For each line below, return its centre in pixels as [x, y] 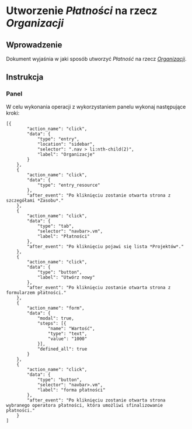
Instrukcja [25, 77]
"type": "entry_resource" [69, 185]
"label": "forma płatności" [71, 390]
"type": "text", [67, 334]
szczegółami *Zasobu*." [35, 200]
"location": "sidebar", [66, 144]
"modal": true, [56, 318]
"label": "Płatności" [64, 236]
